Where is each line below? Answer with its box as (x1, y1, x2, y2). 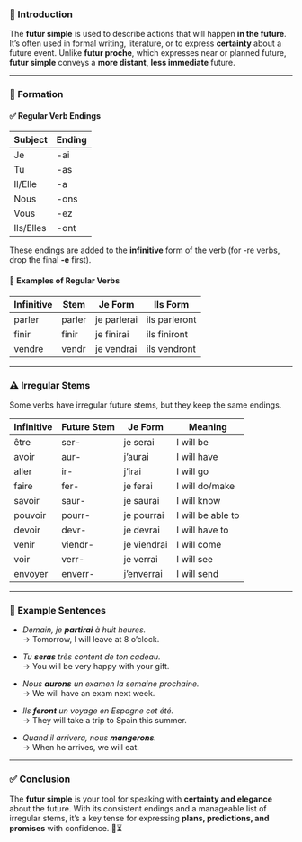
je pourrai (123, 508, 164, 521)
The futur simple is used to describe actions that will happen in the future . (9, 29, 287, 40)
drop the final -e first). (9, 255, 92, 265)
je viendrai (123, 538, 168, 551)
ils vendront (146, 342, 196, 354)
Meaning (188, 420, 227, 433)
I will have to (176, 524, 229, 536)
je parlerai (95, 313, 138, 326)
